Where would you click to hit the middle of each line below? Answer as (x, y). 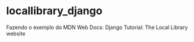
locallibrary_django (54, 11)
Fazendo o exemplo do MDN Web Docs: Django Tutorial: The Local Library (97, 27)
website (16, 33)
